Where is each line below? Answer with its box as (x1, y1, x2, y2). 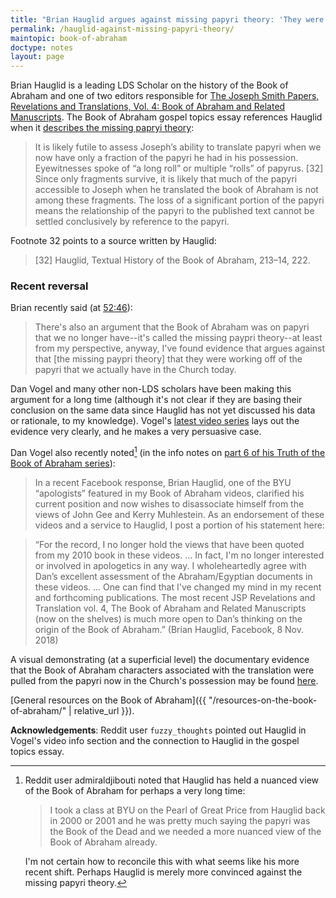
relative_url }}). (73, 705, 135, 717)
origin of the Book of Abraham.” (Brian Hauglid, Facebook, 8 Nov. (34, 624, 304, 636)
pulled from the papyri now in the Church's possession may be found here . (10, 675, 319, 687)
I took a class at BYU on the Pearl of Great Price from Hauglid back (49, 804, 326, 816)
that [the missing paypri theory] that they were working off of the (34, 353, 303, 365)
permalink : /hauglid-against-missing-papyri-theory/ (10, 24, 235, 34)
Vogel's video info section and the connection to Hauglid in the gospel (10, 735, 300, 747)
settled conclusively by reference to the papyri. (34, 216, 230, 228)
